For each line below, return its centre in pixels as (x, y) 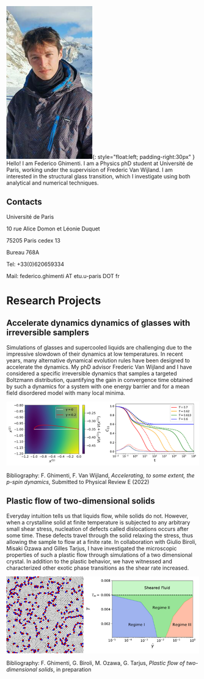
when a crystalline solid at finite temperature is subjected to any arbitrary (98, 522)
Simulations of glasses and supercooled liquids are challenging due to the (99, 347)
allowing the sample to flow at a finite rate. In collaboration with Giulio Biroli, (101, 541)
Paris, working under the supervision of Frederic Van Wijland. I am (89, 170)
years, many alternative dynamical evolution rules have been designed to (98, 360)
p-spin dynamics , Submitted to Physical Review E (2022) (78, 482)
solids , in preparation (65, 670)
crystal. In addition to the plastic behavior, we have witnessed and (89, 561)
